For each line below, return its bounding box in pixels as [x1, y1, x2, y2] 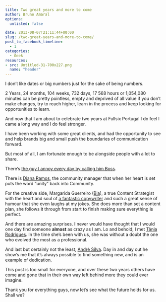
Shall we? [5, 292, 25, 298]
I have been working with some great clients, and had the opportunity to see [5, 131, 161, 137]
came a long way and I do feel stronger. [5, 121, 86, 127]
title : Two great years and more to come [5, 7, 92, 12]
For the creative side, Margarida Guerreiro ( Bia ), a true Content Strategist [5, 190, 155, 196]
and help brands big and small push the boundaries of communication [5, 136, 148, 142]
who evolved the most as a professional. [5, 237, 88, 243]
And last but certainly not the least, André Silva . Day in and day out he [5, 246, 148, 252]
